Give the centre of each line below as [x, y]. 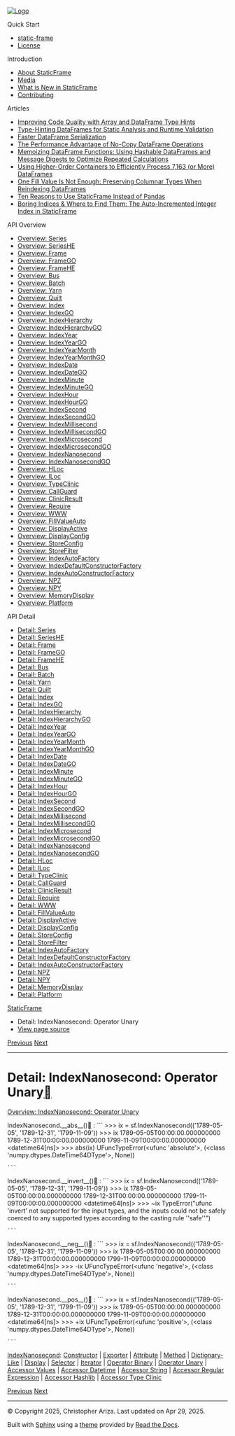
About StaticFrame [44, 72]
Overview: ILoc [39, 476]
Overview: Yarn [40, 290]
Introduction [25, 59]
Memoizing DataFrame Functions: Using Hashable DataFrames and [114, 152]
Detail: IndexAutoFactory [53, 950]
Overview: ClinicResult [50, 499]
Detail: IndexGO [40, 704]
